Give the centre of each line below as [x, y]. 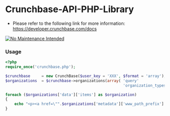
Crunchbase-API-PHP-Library [70, 9]
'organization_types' [146, 85]
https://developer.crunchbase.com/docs [55, 28]
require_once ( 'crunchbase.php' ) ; [40, 67]
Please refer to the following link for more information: [69, 23]
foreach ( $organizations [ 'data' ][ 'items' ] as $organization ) [71, 95]
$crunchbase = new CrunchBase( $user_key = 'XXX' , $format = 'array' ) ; [86, 76]
